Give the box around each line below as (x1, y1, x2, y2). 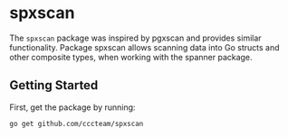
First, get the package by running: (9, 102, 136, 113)
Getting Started (9, 78, 99, 93)
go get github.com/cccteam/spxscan (9, 119, 144, 128)
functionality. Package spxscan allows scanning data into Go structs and (9, 41, 280, 52)
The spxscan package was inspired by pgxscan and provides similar (9, 32, 262, 43)
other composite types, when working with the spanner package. (9, 51, 253, 62)
